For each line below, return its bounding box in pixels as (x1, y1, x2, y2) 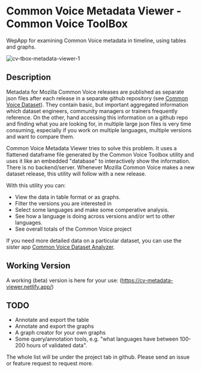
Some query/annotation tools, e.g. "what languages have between (14, 335, 179, 343)
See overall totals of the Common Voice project (14, 225, 132, 232)
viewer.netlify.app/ (6, 283, 52, 290)
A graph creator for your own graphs (14, 329, 106, 336)
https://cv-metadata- (121, 276, 173, 284)
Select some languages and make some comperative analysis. (14, 206, 169, 213)
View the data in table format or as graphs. (14, 193, 121, 201)
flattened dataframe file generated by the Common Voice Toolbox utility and (6, 151, 194, 158)
